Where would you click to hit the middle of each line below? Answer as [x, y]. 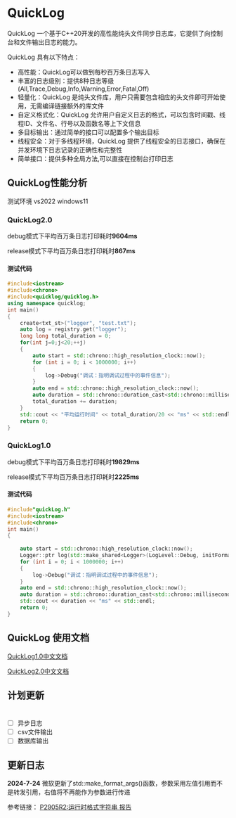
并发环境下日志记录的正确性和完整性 [70, 150]
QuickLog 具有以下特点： [44, 57]
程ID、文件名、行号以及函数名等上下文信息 [79, 123]
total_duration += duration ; [75, 402]
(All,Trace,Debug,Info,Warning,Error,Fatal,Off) [83, 89]
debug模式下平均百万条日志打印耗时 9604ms [72, 236]
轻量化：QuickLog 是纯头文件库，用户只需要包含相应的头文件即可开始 [118, 97]
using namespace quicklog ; [47, 303]
